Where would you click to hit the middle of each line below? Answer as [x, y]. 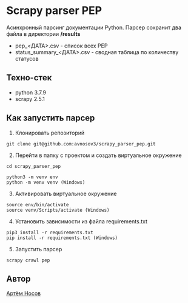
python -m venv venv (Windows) [46, 182]
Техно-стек [29, 78]
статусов [27, 58]
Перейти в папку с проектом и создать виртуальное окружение [98, 155]
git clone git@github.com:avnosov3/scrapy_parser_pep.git [81, 144]
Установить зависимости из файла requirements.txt [81, 221]
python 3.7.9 [31, 92]
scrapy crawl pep [28, 260]
